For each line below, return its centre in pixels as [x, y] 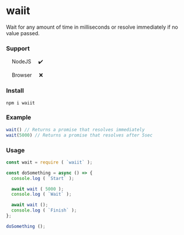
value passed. [23, 33]
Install [15, 91]
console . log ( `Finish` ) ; [44, 210]
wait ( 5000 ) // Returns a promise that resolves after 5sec [79, 135]
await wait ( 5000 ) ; [38, 189]
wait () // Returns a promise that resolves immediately [75, 130]
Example [19, 117]
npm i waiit [20, 103]
